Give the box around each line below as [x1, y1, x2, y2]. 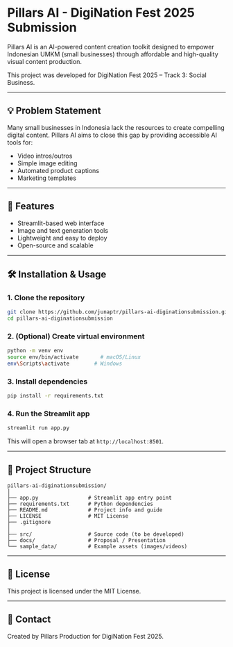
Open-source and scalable [17, 241, 94, 249]
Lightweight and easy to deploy [17, 234, 107, 242]
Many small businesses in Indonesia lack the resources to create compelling [7, 123, 225, 131]
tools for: [7, 138, 33, 147]
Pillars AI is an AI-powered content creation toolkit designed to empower [7, 42, 215, 51]
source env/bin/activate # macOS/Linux [7, 354, 141, 361]
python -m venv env [7, 347, 64, 354]
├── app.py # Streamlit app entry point [7, 495, 172, 502]
